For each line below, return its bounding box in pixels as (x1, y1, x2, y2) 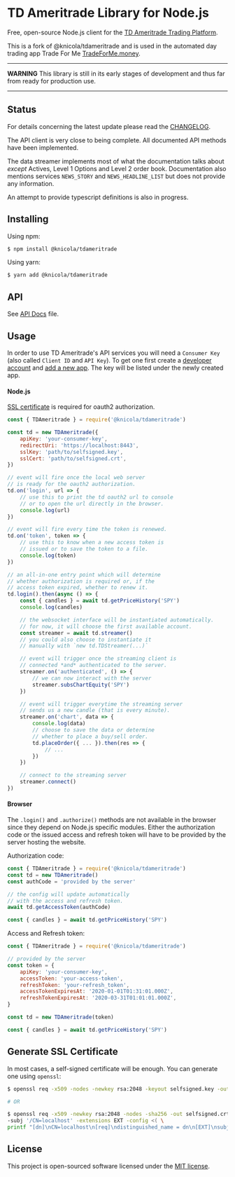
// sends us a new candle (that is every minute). (20, 707, 171, 714)
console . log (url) (20, 506, 71, 513)
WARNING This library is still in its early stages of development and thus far (7, 69, 225, 78)
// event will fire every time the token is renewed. (7, 526, 168, 533)
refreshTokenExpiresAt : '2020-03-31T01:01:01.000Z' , (20, 995, 177, 1002)
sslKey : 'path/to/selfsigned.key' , (20, 448, 124, 455)
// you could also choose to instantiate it (20, 636, 152, 643)
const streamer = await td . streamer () (20, 629, 133, 636)
